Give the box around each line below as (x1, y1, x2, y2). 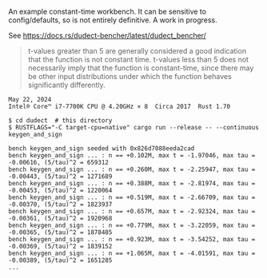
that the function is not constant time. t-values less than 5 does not (27, 55, 249, 64)
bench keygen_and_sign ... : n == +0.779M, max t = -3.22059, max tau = (8, 221, 256, 229)
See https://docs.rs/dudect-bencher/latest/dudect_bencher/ (8, 31, 206, 40)
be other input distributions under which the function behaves (27, 72, 232, 81)
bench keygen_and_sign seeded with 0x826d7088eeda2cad (8, 145, 195, 153)
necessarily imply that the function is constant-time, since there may (27, 63, 254, 73)
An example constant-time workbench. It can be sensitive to (8, 7, 206, 16)
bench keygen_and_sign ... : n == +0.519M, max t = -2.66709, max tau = (8, 193, 256, 201)
